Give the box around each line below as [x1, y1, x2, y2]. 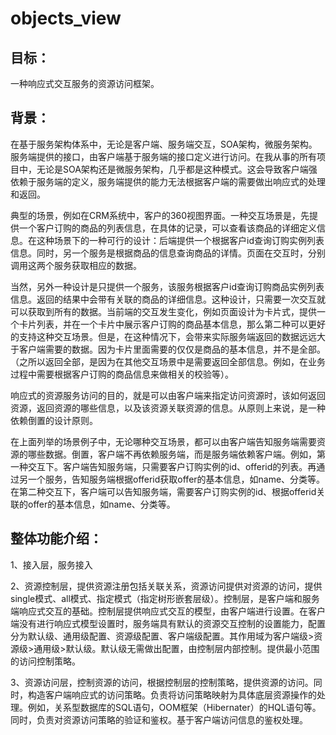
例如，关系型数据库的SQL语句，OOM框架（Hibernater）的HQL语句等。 [27, 701, 322, 713]
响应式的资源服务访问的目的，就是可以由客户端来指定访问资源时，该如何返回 [10, 389, 326, 401]
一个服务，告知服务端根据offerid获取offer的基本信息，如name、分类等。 [27, 473, 326, 485]
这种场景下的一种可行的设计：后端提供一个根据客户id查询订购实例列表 [36, 234, 325, 246]
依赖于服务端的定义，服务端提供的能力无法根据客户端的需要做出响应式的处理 [10, 175, 326, 187]
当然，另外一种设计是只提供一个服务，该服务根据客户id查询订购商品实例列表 [10, 280, 325, 292]
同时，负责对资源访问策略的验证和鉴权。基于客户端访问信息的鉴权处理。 [10, 713, 308, 726]
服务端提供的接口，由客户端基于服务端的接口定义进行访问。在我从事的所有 [10, 150, 317, 162]
